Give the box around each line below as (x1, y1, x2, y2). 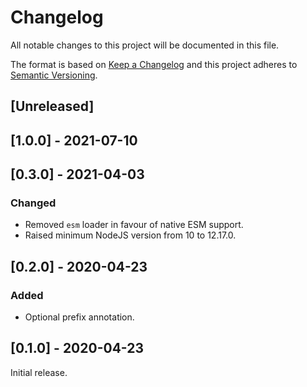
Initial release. (10, 366, 68, 378)
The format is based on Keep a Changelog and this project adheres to (10, 58, 298, 70)
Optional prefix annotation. (24, 311, 135, 323)
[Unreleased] (10, 98, 95, 115)
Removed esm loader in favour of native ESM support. (24, 219, 244, 231)
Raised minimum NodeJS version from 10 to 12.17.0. (24, 229, 237, 241)
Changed (10, 196, 57, 210)
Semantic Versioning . (10, 69, 98, 81)
